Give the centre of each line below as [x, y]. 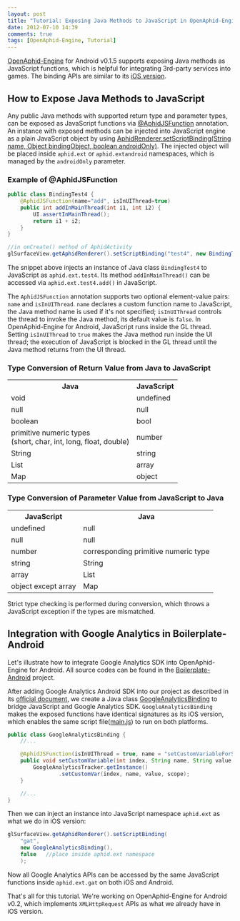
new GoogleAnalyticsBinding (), [67, 848]
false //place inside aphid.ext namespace [87, 855]
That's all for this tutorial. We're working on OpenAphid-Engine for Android [117, 896]
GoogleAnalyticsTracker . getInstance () [91, 767]
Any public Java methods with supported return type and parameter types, [117, 116]
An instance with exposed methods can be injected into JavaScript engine [117, 131]
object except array [44, 586]
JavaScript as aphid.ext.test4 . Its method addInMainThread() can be [109, 275]
